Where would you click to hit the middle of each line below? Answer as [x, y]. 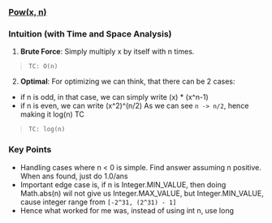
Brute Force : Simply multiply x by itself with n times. [107, 52]
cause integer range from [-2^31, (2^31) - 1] [98, 202]
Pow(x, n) [28, 12]
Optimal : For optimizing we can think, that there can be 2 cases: [127, 81]
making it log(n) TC [52, 114]
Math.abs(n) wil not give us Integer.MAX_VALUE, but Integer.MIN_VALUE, [142, 193]
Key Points [30, 150]
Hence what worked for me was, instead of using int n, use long [127, 210]
